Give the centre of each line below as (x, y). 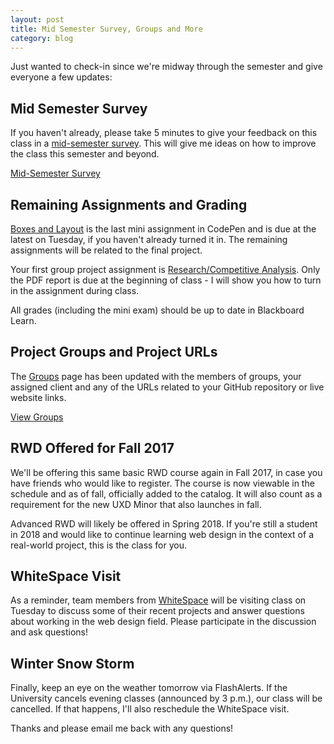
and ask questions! (49, 632)
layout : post (37, 19)
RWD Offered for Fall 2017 (92, 448)
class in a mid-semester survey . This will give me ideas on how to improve (163, 143)
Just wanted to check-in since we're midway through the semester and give (166, 67)
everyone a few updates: (61, 77)
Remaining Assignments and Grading (129, 204)
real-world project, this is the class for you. (99, 545)
